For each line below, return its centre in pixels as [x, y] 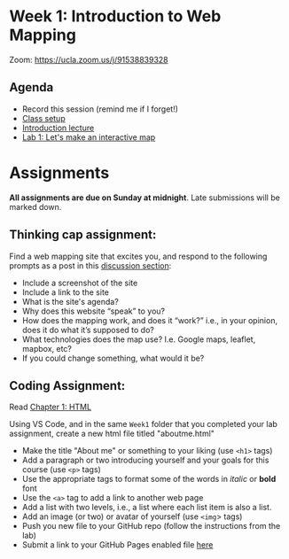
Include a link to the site [65, 292]
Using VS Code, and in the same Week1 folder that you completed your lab [143, 424]
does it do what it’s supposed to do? [88, 330]
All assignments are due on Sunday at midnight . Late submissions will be [145, 198]
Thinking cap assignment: [83, 235]
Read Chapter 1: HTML [50, 407]
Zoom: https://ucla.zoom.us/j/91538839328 [89, 59]
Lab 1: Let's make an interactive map [89, 137]
